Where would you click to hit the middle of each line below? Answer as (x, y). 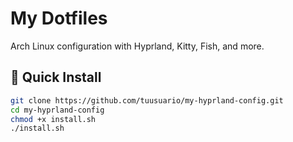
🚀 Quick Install (56, 77)
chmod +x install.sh (53, 119)
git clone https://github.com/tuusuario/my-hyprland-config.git (147, 100)
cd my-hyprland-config (57, 110)
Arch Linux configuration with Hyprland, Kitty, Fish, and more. (137, 46)
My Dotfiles (59, 18)
